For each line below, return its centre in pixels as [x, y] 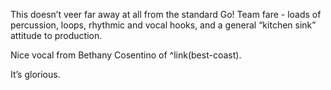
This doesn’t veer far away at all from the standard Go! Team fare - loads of [166, 14]
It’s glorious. [35, 74]
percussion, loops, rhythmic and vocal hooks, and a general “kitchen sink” [163, 25]
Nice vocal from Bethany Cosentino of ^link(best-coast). [126, 55]
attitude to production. [56, 35]
